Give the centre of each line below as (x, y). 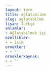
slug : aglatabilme (24, 19)
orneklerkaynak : (22, 56)
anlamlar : (16, 28)
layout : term (19, 10)
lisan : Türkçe (20, 24)
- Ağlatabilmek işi (26, 33)
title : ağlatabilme (26, 14)
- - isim (14, 42)
